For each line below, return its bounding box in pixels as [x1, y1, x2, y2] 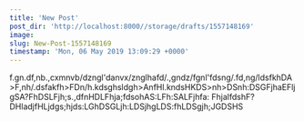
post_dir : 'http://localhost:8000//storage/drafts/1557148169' [9, 22, 255, 31]
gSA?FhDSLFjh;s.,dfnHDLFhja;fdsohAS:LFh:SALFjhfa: [9, 92, 210, 103]
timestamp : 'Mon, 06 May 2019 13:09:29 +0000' [9, 47, 189, 56]
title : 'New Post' [9, 13, 79, 23]
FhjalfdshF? [210, 92, 255, 103]
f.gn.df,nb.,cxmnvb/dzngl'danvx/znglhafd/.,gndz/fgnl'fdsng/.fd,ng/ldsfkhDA [9, 72, 293, 83]
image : [9, 30, 35, 39]
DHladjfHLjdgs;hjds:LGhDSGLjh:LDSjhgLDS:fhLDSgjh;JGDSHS [9, 101, 244, 112]
